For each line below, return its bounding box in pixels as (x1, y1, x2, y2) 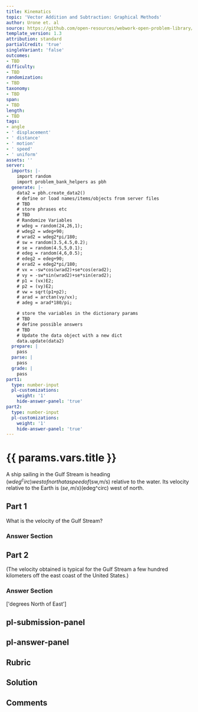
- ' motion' (6, 140, 35, 147)
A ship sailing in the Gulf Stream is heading (6, 471, 111, 478)
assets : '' (6, 157, 33, 163)
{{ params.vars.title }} (6, 451, 117, 464)
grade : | (11, 365, 33, 371)
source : (6, 25, 25, 31)
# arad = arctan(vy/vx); (16, 294, 78, 300)
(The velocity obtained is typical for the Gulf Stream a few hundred (6, 565, 169, 573)
